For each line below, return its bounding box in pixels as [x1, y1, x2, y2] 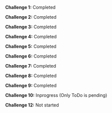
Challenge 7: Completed [5, 63, 57, 69]
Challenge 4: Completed [5, 34, 57, 39]
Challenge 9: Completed [5, 83, 57, 88]
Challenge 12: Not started [5, 102, 59, 108]
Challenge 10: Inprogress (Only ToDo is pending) [5, 92, 107, 98]
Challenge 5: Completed [5, 43, 57, 49]
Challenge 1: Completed [5, 5, 56, 10]
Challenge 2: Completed [5, 14, 57, 20]
